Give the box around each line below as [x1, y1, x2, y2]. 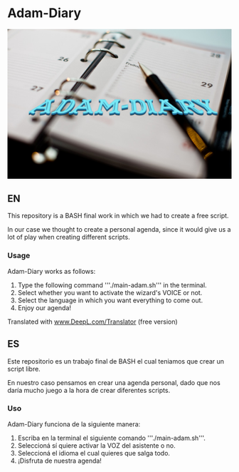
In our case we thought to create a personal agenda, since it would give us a [7, 225, 231, 234]
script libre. [7, 364, 41, 373]
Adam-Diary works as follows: [7, 267, 96, 275]
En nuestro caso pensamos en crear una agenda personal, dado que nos [7, 378, 221, 386]
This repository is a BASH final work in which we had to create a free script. [7, 212, 229, 220]
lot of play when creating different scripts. [7, 233, 130, 242]
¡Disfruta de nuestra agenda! [17, 456, 102, 465]
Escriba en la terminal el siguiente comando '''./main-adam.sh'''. [17, 433, 206, 442]
